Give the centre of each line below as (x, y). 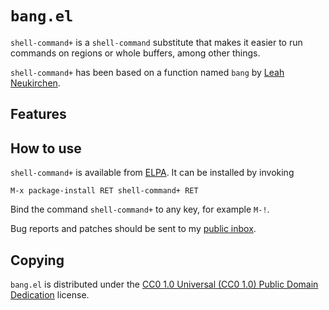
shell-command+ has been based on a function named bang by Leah (147, 72)
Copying (37, 260)
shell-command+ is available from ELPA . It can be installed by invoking (152, 173)
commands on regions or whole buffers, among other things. (135, 53)
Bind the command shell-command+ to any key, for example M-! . (140, 209)
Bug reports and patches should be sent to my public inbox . (133, 229)
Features (38, 114)
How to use (46, 148)
